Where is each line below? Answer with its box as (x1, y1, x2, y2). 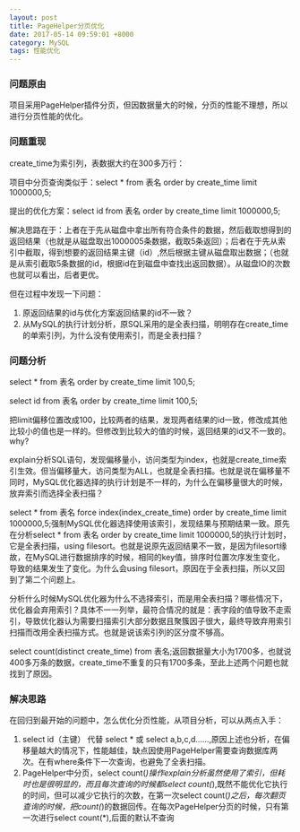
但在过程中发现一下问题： (9, 288, 104, 299)
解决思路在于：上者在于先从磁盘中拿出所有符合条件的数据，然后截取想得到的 (9, 224, 292, 235)
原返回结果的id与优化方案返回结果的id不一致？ (21, 307, 193, 318)
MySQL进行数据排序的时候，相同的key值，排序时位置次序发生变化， (32, 552, 285, 563)
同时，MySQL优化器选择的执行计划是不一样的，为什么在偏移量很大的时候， (9, 477, 288, 488)
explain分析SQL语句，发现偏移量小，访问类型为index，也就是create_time (9, 455, 279, 465)
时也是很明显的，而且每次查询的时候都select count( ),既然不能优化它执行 (21, 779, 288, 790)
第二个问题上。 (24, 575, 81, 585)
